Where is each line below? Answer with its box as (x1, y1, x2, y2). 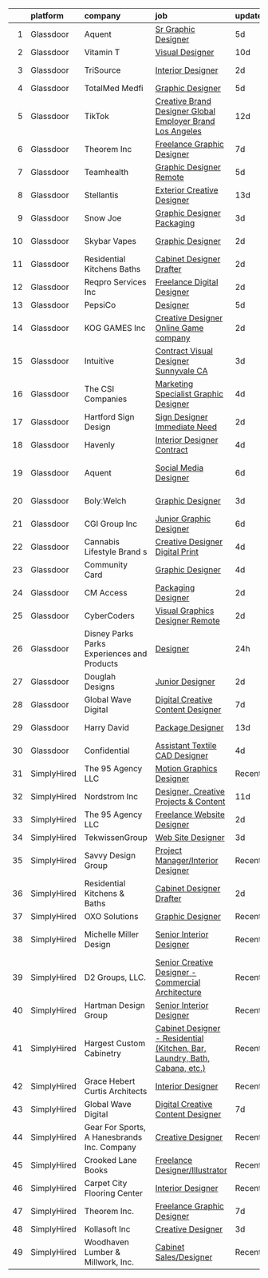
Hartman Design (84, 1000, 145, 1010)
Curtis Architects (84, 1086, 148, 1097)
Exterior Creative (155, 185, 219, 195)
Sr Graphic (155, 24, 195, 34)
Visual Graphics (155, 605, 215, 616)
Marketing (155, 379, 194, 389)
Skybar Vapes (84, 236, 137, 246)
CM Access (84, 587, 128, 598)
